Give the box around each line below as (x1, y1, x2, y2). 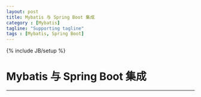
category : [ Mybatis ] (6, 20, 60, 26)
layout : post (6, 8, 39, 15)
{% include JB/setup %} (6, 47, 66, 54)
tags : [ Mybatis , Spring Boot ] (6, 31, 84, 37)
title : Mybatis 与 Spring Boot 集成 (6, 14, 95, 20)
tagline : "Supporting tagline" (6, 25, 84, 32)
